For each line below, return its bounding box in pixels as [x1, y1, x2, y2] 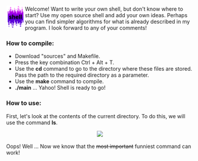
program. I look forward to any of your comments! [24, 24, 147, 31]
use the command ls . [6, 119, 58, 126]
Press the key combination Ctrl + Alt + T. [14, 59, 115, 66]
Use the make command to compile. [14, 78, 104, 85]
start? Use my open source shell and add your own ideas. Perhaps [24, 12, 188, 18]
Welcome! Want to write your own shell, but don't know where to [24, 5, 183, 12]
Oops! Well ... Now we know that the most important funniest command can [6, 143, 191, 150]
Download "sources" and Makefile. [14, 53, 100, 60]
